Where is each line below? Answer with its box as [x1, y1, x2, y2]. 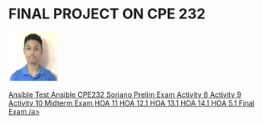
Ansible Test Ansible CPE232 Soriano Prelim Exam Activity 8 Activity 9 [8, 90, 242, 99]
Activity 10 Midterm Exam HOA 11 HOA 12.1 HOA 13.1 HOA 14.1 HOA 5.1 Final [8, 98, 255, 108]
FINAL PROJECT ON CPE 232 [8, 5, 206, 23]
